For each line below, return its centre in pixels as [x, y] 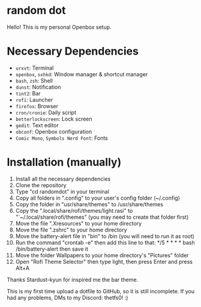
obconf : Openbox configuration [54, 131]
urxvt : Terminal [34, 68]
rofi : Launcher [34, 100]
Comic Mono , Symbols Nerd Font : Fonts [62, 138]
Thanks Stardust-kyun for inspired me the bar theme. [73, 279]
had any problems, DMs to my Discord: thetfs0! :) [67, 297]
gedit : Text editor [37, 125]
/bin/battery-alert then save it [52, 249]
